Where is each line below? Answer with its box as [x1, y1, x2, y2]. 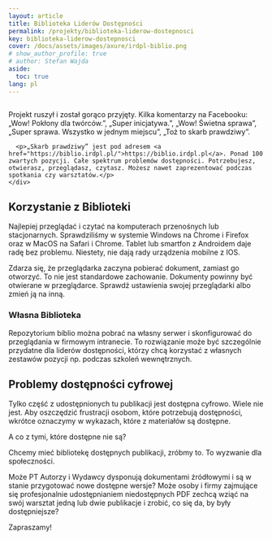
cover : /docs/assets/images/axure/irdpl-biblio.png [8, 42, 187, 50]
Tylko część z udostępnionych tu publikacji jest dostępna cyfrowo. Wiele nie [8, 399, 264, 409]
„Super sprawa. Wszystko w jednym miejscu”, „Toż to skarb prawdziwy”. [8, 127, 250, 137]
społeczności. [8, 456, 55, 466]
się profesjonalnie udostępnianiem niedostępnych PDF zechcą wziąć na [8, 490, 249, 499]
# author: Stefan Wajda [8, 58, 89, 66]
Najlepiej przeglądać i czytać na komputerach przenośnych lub [8, 221, 219, 232]
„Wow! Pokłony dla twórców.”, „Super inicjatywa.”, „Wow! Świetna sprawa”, [8, 118, 257, 128]
